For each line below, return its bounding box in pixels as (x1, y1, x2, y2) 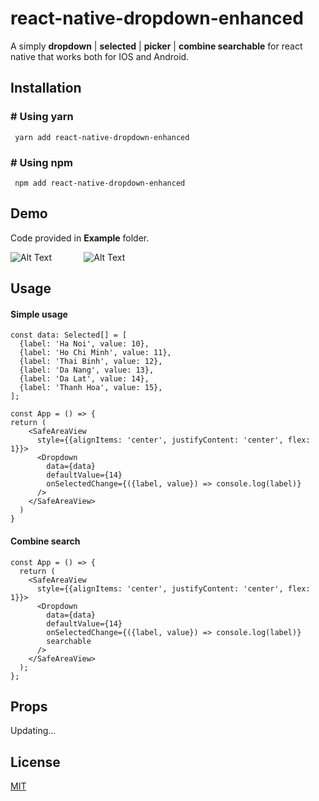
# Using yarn (10, 110, 74, 124)
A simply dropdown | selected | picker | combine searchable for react (10, 40, 303, 52)
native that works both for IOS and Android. (10, 50, 190, 62)
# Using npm (10, 155, 73, 169)
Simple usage (10, 308, 68, 320)
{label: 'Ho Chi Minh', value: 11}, (19, 348, 172, 358)
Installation (10, 80, 82, 97)
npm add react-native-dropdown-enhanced (14, 178, 186, 188)
